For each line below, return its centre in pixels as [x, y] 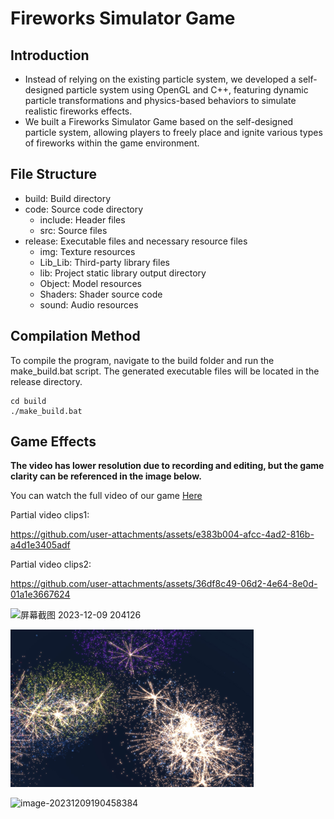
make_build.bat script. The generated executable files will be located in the [165, 371]
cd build [28, 401]
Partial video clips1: [50, 515]
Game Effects [53, 442]
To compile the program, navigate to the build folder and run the [142, 360]
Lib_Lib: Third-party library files [104, 262]
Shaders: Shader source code [101, 294]
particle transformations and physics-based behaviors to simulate [160, 100]
